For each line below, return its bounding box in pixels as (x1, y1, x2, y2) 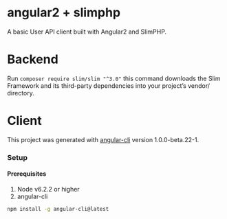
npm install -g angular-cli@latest (7, 205, 109, 212)
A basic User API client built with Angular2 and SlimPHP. (7, 27, 167, 36)
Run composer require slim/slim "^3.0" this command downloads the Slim (7, 74, 221, 82)
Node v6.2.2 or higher (17, 185, 80, 193)
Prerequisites (7, 170, 47, 178)
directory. (7, 89, 34, 97)
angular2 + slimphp (7, 5, 121, 21)
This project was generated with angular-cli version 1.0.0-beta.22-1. (7, 135, 199, 143)
